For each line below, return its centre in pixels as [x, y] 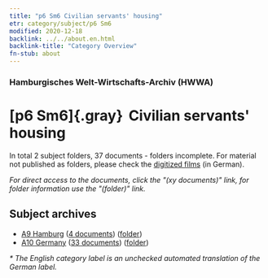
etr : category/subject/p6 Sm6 [61, 24]
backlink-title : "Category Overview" [73, 46]
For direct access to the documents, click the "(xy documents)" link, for [129, 180]
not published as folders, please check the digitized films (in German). [127, 164]
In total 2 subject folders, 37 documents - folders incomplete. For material [133, 155]
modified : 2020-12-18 [46, 31]
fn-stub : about [35, 54]
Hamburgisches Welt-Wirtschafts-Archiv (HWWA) [112, 82]
